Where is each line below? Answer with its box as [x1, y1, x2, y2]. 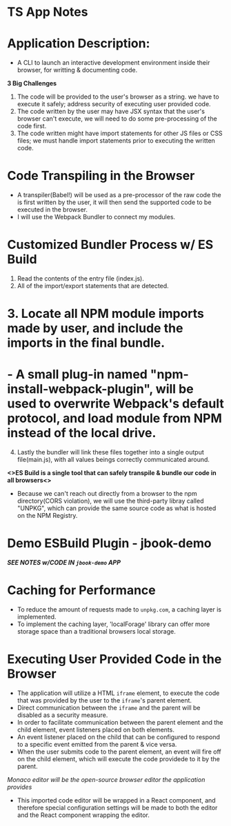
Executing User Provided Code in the [7, 652, 222, 667]
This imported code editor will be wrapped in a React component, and [17, 796, 216, 804]
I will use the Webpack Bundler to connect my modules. [17, 213, 176, 221]
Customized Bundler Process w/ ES [7, 237, 214, 252]
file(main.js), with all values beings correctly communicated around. [17, 456, 210, 464]
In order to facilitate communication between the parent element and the [17, 718, 223, 726]
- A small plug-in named [7, 367, 148, 383]
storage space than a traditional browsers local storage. [17, 627, 176, 635]
